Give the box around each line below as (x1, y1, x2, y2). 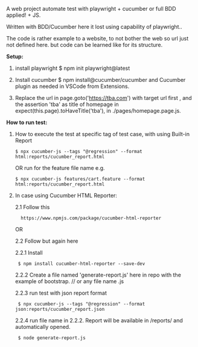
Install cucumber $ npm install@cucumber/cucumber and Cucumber (14, 77, 186, 83)
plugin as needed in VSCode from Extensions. (14, 83, 130, 90)
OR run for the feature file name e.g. (14, 164, 105, 171)
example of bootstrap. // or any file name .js (14, 278, 124, 285)
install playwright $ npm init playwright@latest (14, 64, 130, 72)
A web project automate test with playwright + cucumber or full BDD (6, 5, 176, 12)
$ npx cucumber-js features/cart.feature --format (14, 176, 145, 182)
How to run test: (6, 119, 48, 126)
